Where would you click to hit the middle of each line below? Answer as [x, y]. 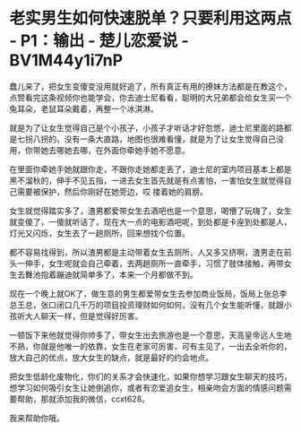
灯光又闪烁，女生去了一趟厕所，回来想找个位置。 [99, 233]
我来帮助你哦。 [37, 418]
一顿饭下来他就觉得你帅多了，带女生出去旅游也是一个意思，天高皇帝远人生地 [150, 335]
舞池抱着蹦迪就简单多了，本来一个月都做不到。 [111, 274]
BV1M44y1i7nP [66, 60]
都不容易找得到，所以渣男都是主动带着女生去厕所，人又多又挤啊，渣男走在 [146, 252]
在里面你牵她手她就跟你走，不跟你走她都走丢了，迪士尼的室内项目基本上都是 [150, 169]
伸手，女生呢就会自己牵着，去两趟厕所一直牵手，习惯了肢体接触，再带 [154, 263]
